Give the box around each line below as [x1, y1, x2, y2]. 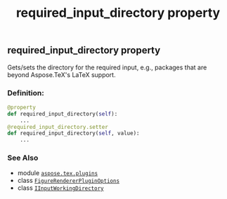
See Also [7, 153, 39, 163]
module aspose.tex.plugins [17, 169, 98, 177]
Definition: [7, 88, 44, 97]
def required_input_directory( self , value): [7, 130, 140, 137]
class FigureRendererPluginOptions [17, 177, 120, 185]
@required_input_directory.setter [7, 123, 109, 130]
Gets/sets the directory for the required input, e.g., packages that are [7, 63, 207, 71]
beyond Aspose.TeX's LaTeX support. [7, 70, 116, 78]
